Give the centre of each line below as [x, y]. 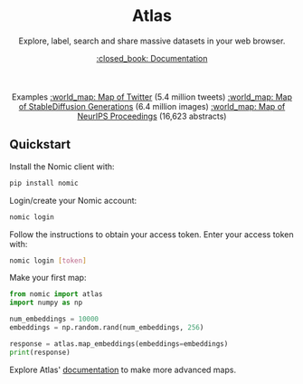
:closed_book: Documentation [152, 58]
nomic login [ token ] [48, 260]
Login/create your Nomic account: [73, 200]
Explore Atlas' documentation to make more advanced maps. [123, 370]
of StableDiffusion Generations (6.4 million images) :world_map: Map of [152, 106]
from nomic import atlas [56, 294]
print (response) [40, 352]
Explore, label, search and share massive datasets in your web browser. [152, 41]
